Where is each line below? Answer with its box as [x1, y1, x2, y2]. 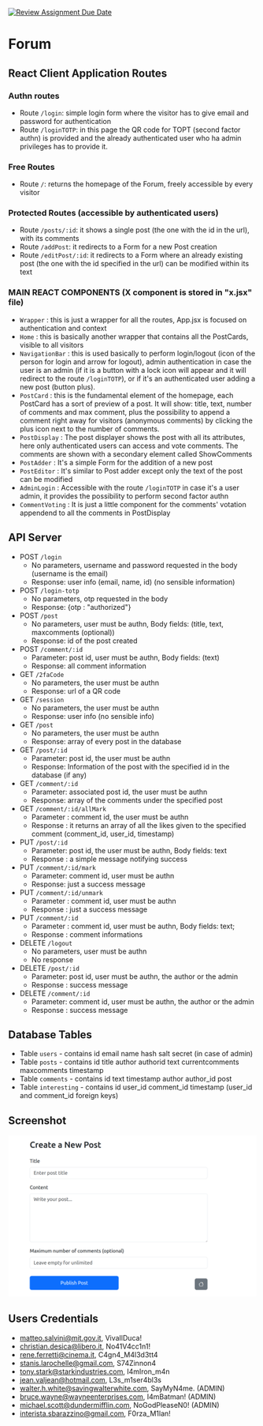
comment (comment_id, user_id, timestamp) [31, 829, 175, 838]
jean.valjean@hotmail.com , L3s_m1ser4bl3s [19, 1375, 161, 1384]
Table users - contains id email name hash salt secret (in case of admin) [19, 1049, 254, 1059]
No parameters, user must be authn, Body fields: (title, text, [31, 619, 224, 628]
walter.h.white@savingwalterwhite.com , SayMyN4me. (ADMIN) [19, 1383, 225, 1393]
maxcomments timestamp [19, 1066, 104, 1075]
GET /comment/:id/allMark [19, 803, 106, 813]
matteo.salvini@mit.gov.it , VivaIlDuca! [19, 1333, 143, 1342]
